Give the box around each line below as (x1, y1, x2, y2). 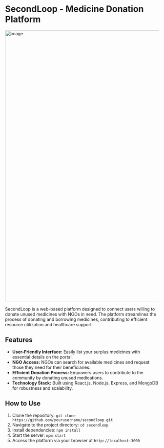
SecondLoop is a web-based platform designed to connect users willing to (5, 306, 155, 312)
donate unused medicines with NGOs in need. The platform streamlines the (5, 311, 156, 317)
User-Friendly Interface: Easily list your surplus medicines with (12, 349, 141, 355)
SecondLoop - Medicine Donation (5, 3, 144, 15)
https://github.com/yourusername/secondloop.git (12, 417, 113, 423)
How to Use (5, 400, 41, 408)
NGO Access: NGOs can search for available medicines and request (12, 359, 150, 365)
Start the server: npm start (12, 432, 66, 438)
